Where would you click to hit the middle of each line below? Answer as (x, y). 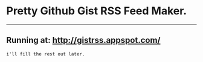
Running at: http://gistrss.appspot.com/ (83, 40)
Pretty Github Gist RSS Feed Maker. (97, 11)
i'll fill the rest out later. (46, 54)
